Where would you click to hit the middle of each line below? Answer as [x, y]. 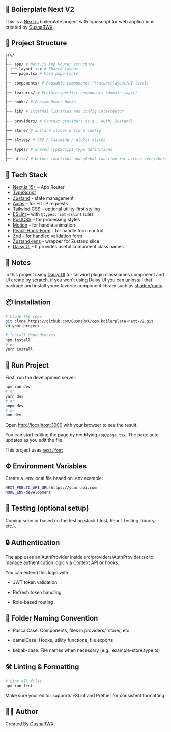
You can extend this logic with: [37, 573]
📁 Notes [18, 262]
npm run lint [19, 686]
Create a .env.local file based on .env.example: [54, 478]
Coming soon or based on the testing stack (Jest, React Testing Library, [81, 520]
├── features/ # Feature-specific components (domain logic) [72, 93]
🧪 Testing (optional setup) [47, 508]
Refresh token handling [37, 592]
